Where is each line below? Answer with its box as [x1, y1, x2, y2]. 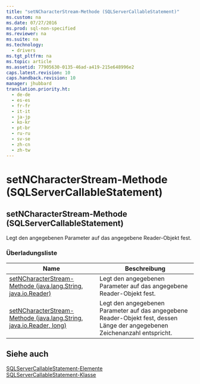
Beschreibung [124, 264, 165, 273]
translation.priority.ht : [6, 86, 70, 92]
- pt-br [11, 125, 31, 131]
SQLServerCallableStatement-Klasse [6, 371, 96, 378]
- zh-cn [11, 141, 31, 148]
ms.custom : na [6, 14, 42, 20]
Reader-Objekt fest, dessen [99, 314, 178, 322]
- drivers [11, 48, 36, 54]
